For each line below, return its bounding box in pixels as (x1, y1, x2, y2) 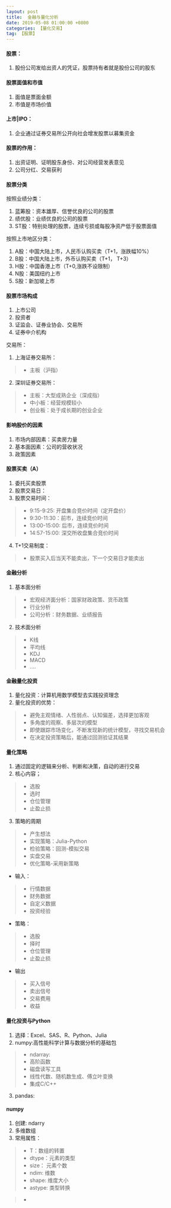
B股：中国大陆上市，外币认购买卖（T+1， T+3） (14, 255, 132, 262)
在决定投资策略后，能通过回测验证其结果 (29, 734, 129, 741)
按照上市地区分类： (6, 235, 53, 242)
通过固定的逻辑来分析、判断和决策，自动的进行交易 (14, 763, 140, 770)
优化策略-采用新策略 (29, 860, 80, 867)
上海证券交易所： (14, 354, 57, 361)
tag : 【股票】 (6, 31, 37, 37)
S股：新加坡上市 (14, 277, 55, 285)
